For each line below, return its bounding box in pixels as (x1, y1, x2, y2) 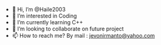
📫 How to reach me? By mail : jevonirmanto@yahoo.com (12, 32, 155, 39)
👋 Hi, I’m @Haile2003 (12, 6, 66, 13)
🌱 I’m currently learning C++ (12, 19, 83, 26)
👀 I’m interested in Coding (12, 12, 77, 19)
